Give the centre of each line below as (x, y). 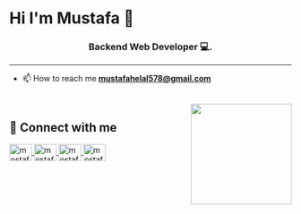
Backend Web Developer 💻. (150, 47)
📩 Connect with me (63, 128)
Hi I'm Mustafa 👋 (72, 18)
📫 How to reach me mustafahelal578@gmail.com (116, 79)
